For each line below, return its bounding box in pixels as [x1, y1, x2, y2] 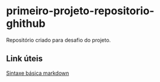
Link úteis [6, 53, 43, 64]
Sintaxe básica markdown [6, 70, 69, 77]
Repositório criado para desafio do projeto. [6, 36, 111, 43]
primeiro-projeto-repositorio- [6, 4, 155, 18]
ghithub [6, 17, 46, 30]
